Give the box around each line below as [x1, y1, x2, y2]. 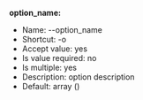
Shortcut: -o [21, 35, 67, 44]
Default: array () [21, 81, 80, 91]
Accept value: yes [21, 43, 88, 54]
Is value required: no [21, 53, 97, 63]
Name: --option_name [21, 25, 103, 35]
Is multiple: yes [21, 62, 78, 73]
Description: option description [21, 72, 135, 82]
